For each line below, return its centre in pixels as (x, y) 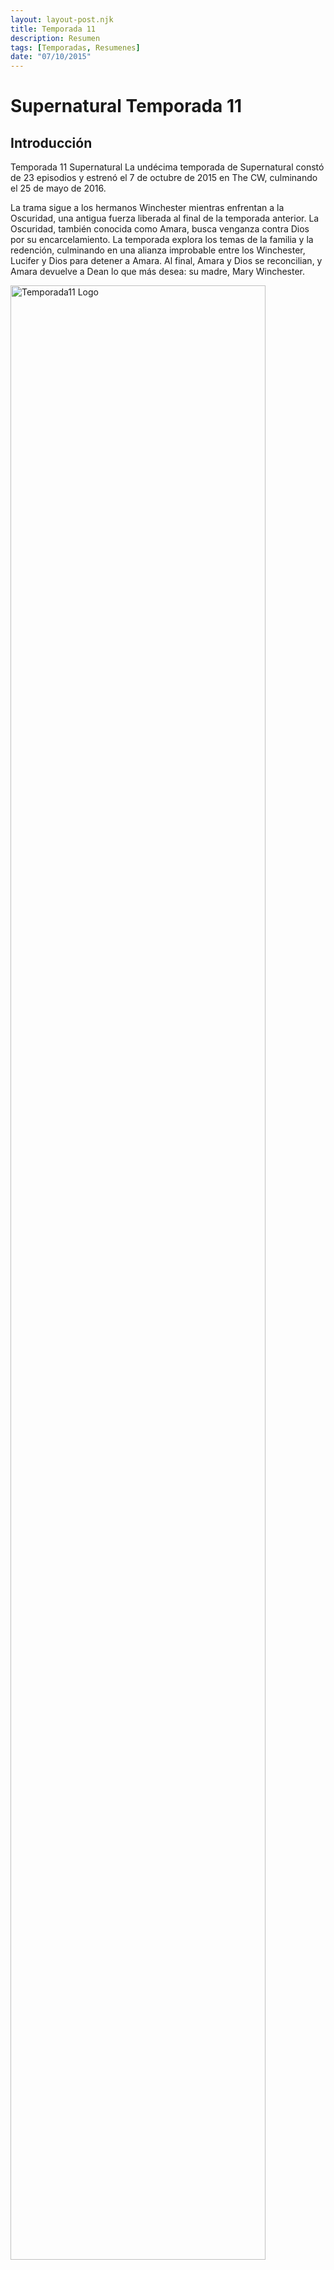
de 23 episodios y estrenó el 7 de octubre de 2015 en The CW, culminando (164, 178)
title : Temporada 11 (53, 29)
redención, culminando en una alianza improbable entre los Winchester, (158, 250)
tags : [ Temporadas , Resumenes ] (75, 47)
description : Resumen (55, 38)
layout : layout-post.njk (62, 19)
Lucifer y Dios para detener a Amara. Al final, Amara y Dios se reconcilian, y (166, 261)
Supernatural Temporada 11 (126, 106)
